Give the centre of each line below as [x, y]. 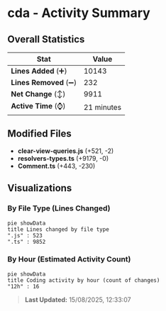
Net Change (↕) [38, 94]
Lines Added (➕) [39, 71]
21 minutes [103, 107]
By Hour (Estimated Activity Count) [69, 259]
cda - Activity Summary [79, 13]
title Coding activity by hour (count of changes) [84, 280]
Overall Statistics [46, 39]
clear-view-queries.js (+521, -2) [66, 151]
